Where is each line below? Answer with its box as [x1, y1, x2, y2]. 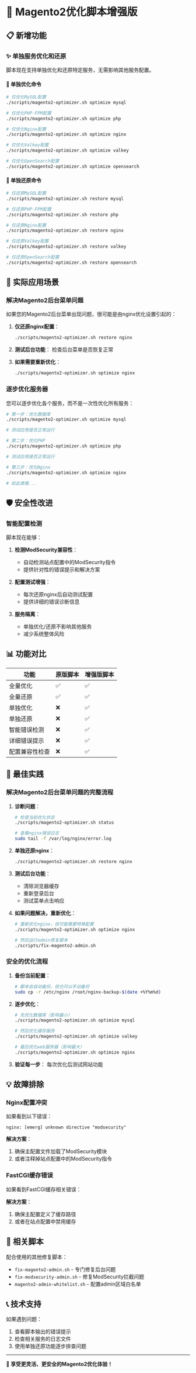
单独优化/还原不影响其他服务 [23, 623, 92, 630]
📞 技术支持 [6, 1299, 42, 1309]
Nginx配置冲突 [6, 1099, 48, 1107]
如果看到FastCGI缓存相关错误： [6, 1185, 82, 1193]
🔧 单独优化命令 [6, 81, 42, 88]
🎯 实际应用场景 [6, 277, 60, 287]
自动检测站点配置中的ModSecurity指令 [23, 559, 116, 566]
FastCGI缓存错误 [6, 1171, 54, 1179]
